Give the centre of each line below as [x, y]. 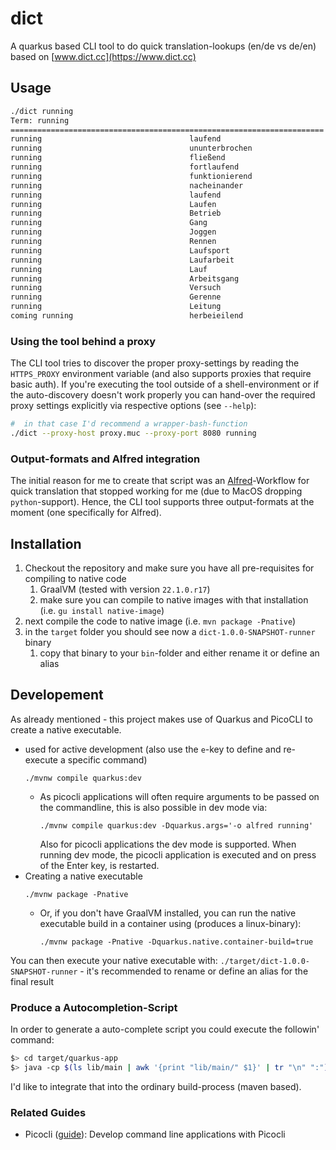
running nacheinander [127, 185]
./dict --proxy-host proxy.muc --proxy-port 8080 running [133, 433]
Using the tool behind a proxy [83, 341]
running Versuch [116, 288]
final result [32, 981]
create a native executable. [66, 729]
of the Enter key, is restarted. [99, 865]
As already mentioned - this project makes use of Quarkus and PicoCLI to [161, 719]
